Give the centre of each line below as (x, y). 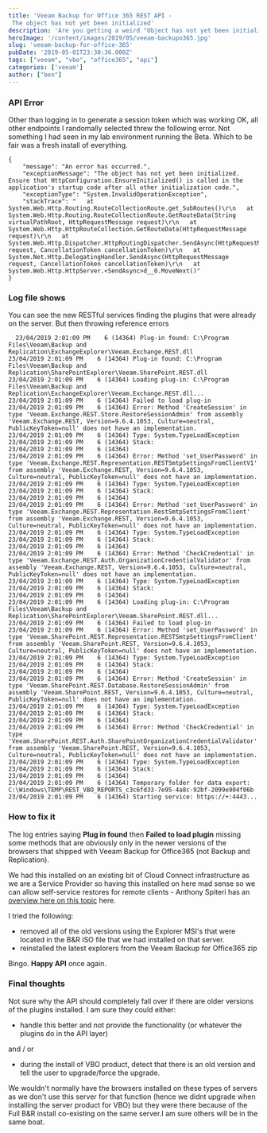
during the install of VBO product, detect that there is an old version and (137, 1064)
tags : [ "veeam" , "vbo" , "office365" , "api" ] (83, 60)
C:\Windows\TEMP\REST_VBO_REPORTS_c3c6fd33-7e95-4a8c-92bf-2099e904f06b (131, 790)
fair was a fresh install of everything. (68, 145)
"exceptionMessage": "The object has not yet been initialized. (131, 173)
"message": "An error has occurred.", (87, 166)
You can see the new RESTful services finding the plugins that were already (132, 315)
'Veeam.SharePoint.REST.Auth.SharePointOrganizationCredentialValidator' (133, 741)
